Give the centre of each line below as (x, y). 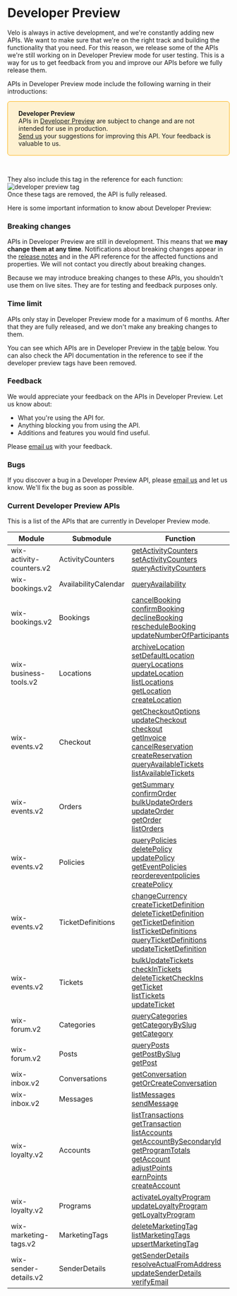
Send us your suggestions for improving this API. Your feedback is (115, 136)
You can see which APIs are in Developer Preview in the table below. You (113, 348)
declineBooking (157, 618)
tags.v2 (24, 1244)
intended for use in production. (63, 128)
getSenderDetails (160, 1256)
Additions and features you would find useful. (84, 432)
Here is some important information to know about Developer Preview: (109, 208)
